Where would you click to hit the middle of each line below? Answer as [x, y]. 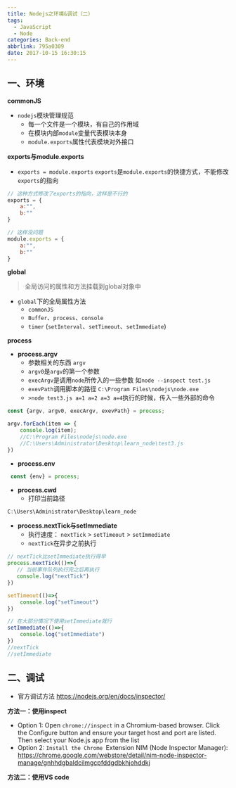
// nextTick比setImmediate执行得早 [57, 557]
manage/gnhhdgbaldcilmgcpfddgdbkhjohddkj [84, 762]
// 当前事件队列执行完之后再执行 [58, 570]
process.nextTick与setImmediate [67, 526]
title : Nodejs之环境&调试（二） [50, 14]
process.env [36, 463]
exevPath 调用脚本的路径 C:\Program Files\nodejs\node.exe [113, 389]
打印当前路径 [46, 498]
